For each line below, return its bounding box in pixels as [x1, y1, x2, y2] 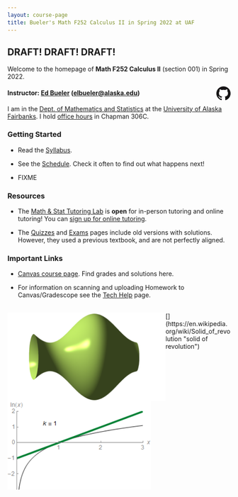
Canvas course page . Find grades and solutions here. [17, 269, 174, 278]
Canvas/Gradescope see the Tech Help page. [17, 291, 151, 299]
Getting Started [7, 130, 62, 140]
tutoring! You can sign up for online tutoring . [17, 215, 147, 223]
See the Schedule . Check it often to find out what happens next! [17, 160, 205, 168]
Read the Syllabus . [17, 145, 73, 154]
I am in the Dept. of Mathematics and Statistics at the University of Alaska [7, 104, 222, 113]
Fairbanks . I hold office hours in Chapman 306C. [7, 112, 149, 121]
